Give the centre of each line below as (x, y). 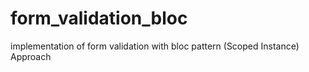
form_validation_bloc (99, 18)
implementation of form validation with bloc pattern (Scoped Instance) (155, 46)
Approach (31, 56)
